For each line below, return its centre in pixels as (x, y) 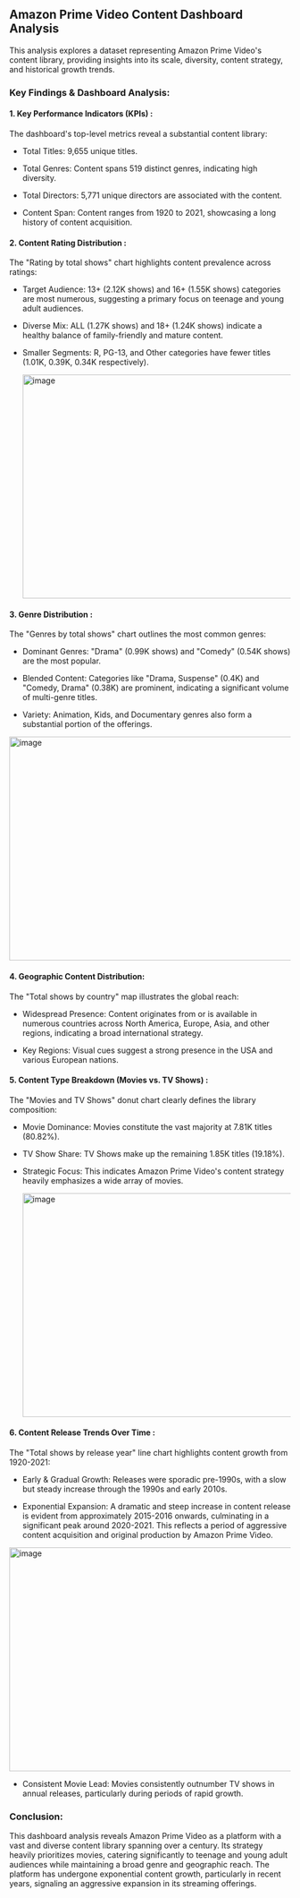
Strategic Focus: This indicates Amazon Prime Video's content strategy (153, 1171)
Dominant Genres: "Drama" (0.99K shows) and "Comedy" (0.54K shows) (156, 652)
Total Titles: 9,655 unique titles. (80, 150)
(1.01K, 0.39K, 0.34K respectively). (85, 363)
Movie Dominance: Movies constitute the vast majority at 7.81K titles (147, 1126)
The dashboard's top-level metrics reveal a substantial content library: (138, 133)
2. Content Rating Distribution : (68, 243)
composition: (33, 1109)
